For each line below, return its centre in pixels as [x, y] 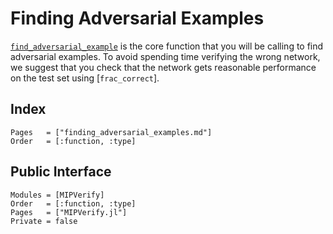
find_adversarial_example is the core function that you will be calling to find [167, 46]
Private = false [44, 221]
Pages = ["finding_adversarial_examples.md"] [111, 132]
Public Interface [61, 172]
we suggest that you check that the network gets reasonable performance [163, 67]
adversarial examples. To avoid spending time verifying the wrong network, [165, 56]
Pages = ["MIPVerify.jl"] [69, 212]
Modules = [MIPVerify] [57, 195]
